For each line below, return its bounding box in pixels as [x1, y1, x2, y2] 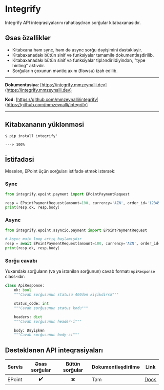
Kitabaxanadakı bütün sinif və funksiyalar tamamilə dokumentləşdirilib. [12, 52, 154, 58]
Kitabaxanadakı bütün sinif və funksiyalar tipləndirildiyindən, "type [12, 57, 145, 63]
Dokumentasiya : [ [5, 82, 42, 88]
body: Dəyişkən [14, 328, 45, 333]
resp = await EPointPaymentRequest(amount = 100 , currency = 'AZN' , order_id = [5, 241, 161, 246]
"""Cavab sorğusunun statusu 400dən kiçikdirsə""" [14, 292, 119, 297]
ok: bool [14, 288, 32, 292]
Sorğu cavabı [5, 257, 38, 264]
